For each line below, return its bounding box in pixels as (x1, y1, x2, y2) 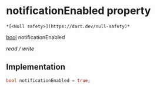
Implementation (6, 62, 66, 72)
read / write (6, 45, 34, 52)
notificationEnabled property (6, 4, 151, 18)
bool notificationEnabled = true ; (6, 77, 91, 83)
